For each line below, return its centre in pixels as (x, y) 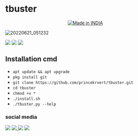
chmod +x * (24, 93)
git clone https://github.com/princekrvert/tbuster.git (73, 82)
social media (21, 117)
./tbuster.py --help (34, 104)
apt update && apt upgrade (41, 72)
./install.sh (26, 99)
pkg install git (30, 77)
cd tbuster (24, 88)
